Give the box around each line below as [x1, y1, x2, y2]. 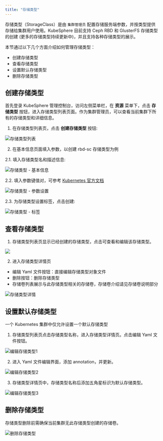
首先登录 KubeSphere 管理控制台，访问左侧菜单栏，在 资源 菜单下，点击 [5, 103, 151, 109]
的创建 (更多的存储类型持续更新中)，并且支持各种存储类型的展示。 [5, 33, 139, 39]
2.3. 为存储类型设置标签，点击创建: [5, 199, 75, 205]
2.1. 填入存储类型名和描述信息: [5, 157, 66, 163]
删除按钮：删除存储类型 [12, 275, 60, 281]
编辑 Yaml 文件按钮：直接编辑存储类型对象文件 [12, 269, 106, 275]
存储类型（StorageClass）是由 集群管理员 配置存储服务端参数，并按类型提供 [5, 21, 156, 27]
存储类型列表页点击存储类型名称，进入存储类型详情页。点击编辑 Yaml [12, 332, 152, 338]
